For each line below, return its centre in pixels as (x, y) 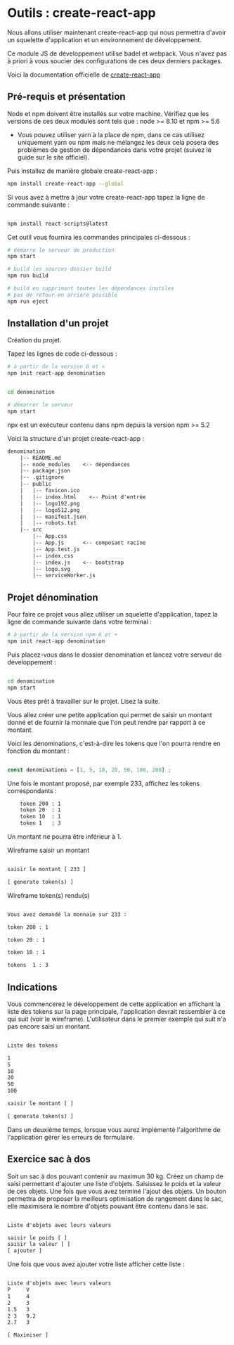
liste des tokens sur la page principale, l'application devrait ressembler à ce (117, 1011)
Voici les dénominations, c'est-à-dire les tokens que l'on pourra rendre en (114, 743)
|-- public (36, 484)
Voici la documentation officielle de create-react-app (84, 75)
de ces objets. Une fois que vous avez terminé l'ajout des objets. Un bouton (117, 1191)
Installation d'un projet (58, 324)
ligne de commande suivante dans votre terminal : (80, 622)
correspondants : (32, 791)
